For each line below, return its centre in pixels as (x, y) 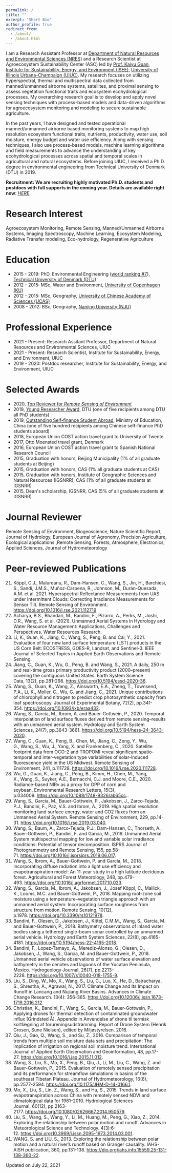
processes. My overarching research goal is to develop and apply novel (81, 97)
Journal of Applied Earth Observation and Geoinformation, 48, (79, 1051)
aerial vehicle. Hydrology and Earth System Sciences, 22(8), (77, 937)
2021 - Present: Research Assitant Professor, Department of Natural (85, 341)
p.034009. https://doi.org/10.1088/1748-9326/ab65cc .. (71, 795)
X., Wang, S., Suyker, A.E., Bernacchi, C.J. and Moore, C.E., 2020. (82, 779)
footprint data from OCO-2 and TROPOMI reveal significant (75, 752)
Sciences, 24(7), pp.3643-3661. (47, 730)
